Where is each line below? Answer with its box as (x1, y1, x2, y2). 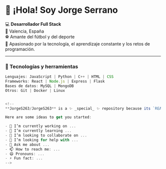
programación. (5, 46, 35, 52)
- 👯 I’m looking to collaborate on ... (5, 133, 87, 138)
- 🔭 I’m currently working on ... (5, 124, 77, 129)
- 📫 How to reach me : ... (5, 147, 60, 152)
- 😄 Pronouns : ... (5, 151, 44, 156)
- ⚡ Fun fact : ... (5, 156, 43, 161)
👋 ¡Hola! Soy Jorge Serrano (5, 4, 118, 16)
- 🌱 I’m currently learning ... (5, 128, 72, 133)
